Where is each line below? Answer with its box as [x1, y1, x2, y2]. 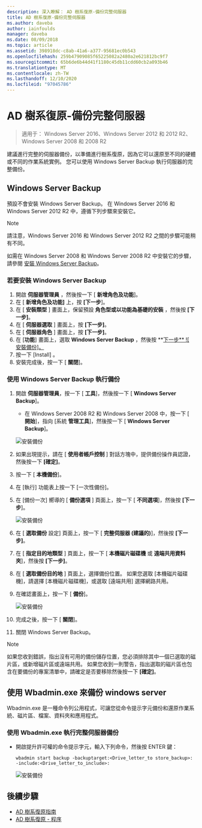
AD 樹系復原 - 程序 [15, 815, 62, 823]
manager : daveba [7, 31, 47, 37]
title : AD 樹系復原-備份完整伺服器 [7, 14, 86, 20]
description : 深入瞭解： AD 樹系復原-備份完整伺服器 [7, 8, 127, 15]
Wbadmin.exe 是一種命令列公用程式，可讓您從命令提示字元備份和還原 [7, 704, 179, 712]
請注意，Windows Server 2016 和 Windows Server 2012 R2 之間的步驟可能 [7, 232, 191, 239]
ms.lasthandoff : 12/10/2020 [7, 76, 77, 82]
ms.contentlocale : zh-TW [7, 70, 69, 76]
